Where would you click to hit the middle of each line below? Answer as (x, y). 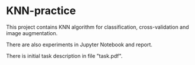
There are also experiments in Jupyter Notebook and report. (79, 45)
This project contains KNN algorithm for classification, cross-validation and (97, 27)
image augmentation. (32, 33)
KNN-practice (41, 11)
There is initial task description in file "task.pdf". (64, 56)
